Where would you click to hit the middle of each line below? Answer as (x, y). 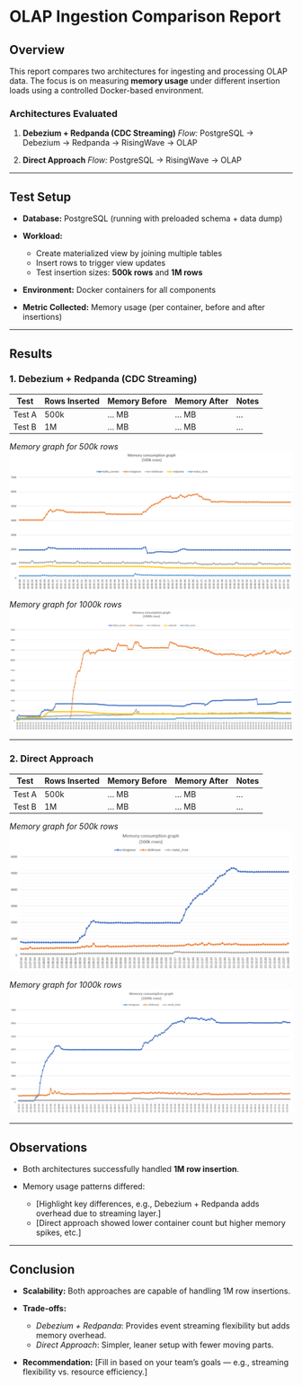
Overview (37, 50)
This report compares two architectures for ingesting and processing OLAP (148, 71)
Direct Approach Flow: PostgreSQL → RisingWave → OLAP (132, 160)
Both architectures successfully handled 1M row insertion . (131, 1169)
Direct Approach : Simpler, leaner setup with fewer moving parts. (155, 1345)
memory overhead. (71, 1335)
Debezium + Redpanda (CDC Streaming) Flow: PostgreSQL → (138, 133)
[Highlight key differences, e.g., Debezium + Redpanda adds (147, 1204)
